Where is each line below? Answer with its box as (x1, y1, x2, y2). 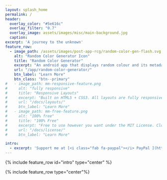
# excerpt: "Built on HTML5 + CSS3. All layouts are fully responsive (5, 95, 164, 100)
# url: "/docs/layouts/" (5, 100, 66, 105)
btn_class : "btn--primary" (14, 77, 70, 82)
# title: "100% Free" (5, 118, 59, 123)
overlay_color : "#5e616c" (9, 21, 64, 26)
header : (5, 16, 21, 21)
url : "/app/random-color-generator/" (14, 68, 92, 73)
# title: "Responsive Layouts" (5, 90, 79, 95)
